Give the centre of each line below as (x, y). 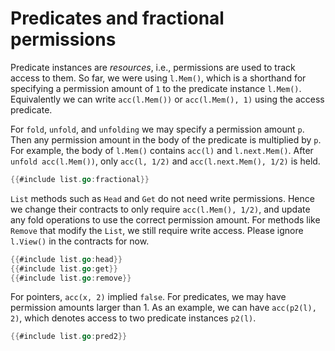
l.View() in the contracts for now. (80, 241)
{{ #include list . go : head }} (66, 259)
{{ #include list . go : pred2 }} (69, 337)
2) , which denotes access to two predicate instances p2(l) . (133, 318)
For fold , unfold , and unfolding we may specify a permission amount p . (157, 129)
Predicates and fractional (117, 18)
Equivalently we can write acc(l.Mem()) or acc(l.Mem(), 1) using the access (167, 99)
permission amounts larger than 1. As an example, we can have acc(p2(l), (163, 308)
